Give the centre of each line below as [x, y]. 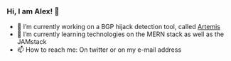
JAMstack [32, 42]
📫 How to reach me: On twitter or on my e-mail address [99, 50]
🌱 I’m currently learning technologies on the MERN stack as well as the [120, 34]
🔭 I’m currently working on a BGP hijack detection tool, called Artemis [119, 27]
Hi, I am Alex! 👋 [33, 11]
